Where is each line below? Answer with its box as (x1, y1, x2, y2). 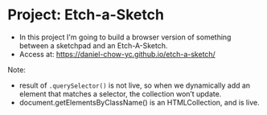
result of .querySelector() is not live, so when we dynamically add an (18, 80, 251, 90)
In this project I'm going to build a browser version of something (18, 32, 232, 42)
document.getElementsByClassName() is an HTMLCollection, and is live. (18, 97, 260, 107)
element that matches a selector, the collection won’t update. (18, 88, 222, 98)
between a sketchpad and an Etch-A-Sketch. (18, 40, 168, 50)
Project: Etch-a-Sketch (7, 6, 164, 24)
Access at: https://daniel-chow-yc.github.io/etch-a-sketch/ (18, 49, 216, 59)
